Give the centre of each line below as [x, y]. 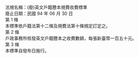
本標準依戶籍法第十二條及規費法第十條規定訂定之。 [58, 26]
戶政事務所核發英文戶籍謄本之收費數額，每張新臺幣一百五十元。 [71, 38]
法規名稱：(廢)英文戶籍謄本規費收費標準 [46, 7]
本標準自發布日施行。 [27, 51]
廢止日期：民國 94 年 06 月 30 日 [39, 13]
